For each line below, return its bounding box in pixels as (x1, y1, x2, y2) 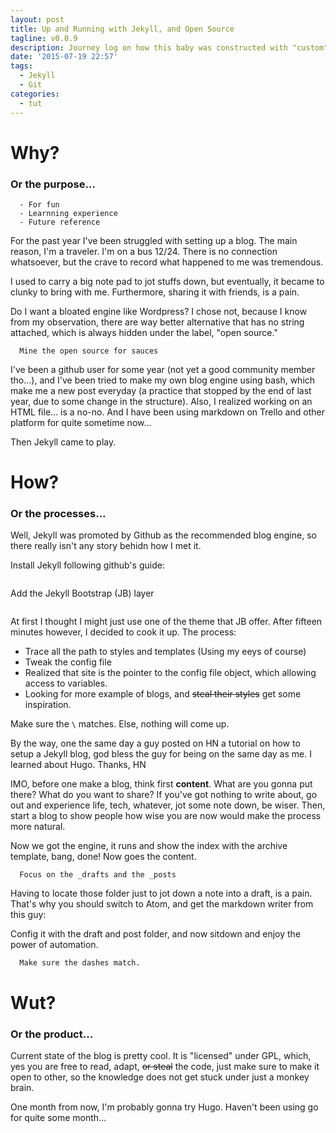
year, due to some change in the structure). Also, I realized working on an (10, 395, 313, 407)
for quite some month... (10, 1111, 107, 1123)
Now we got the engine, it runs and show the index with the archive (10, 840, 288, 852)
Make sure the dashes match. (19, 958, 141, 968)
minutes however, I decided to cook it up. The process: (10, 626, 237, 638)
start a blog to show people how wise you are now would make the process (10, 810, 322, 822)
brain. (10, 1081, 35, 1093)
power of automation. (10, 939, 99, 951)
